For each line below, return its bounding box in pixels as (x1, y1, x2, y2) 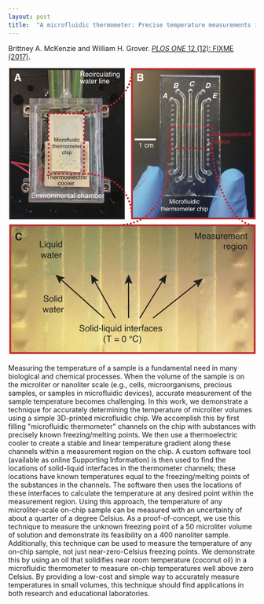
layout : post (8, 13, 51, 20)
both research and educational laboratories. (8, 589, 150, 599)
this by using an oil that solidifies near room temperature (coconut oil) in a (8, 555, 247, 565)
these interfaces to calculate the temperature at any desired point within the (8, 489, 254, 498)
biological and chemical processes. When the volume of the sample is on (8, 372, 245, 381)
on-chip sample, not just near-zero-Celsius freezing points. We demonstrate (8, 547, 255, 557)
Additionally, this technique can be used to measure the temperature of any (8, 539, 253, 548)
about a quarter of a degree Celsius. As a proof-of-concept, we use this (8, 514, 241, 523)
